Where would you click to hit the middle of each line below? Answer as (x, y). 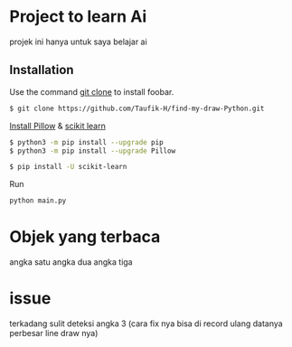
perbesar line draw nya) (54, 333)
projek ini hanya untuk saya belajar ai (78, 42)
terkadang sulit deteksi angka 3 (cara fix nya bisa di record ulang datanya (146, 324)
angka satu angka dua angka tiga (71, 262)
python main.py (38, 201)
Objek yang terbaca (85, 237)
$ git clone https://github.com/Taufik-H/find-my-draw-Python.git (137, 108)
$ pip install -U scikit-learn (68, 167)
